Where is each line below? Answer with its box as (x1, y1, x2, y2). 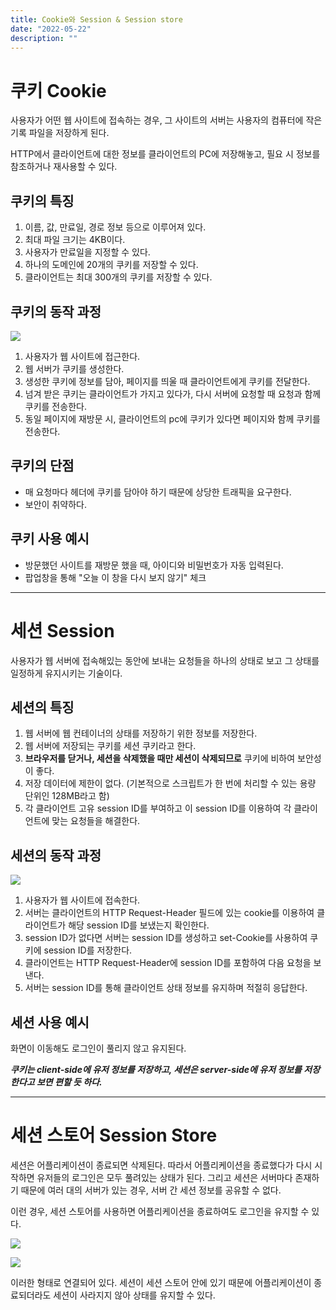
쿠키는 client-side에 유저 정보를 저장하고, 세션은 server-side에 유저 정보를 (10, 1063, 302, 1075)
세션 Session (10, 619, 115, 642)
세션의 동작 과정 (10, 847, 102, 864)
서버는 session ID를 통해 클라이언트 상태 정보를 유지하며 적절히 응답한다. (24, 982, 308, 994)
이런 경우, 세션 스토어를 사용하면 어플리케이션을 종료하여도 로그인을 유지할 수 (10, 1205, 310, 1217)
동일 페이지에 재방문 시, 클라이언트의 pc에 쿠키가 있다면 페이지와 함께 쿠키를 (24, 412, 321, 425)
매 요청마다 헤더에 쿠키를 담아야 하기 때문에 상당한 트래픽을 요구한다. (24, 486, 292, 498)
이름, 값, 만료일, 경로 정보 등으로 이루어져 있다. (24, 221, 207, 233)
